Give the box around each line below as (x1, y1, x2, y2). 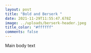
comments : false (5, 29, 38, 34)
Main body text (5, 43, 36, 48)
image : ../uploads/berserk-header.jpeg (5, 20, 87, 26)
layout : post (5, 7, 32, 12)
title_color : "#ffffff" (5, 25, 54, 30)
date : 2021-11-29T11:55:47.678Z (5, 16, 71, 21)
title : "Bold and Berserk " (5, 12, 63, 16)
